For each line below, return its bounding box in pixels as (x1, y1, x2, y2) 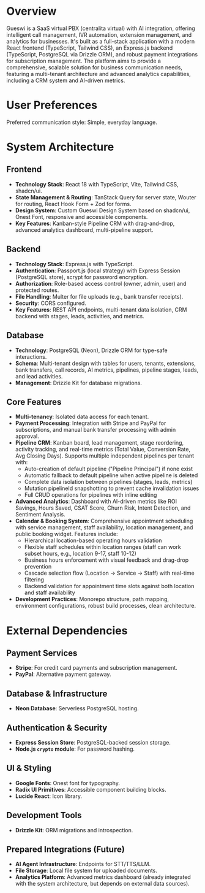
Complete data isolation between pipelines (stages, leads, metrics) (24, 478, 193, 486)
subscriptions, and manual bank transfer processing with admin (15, 426, 176, 434)
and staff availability (24, 589, 75, 596)
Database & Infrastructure (6, 688, 108, 699)
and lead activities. (15, 372, 63, 380)
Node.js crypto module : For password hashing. (15, 745, 135, 753)
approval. (15, 432, 40, 440)
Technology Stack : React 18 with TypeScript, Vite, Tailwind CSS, (15, 180, 179, 188)
